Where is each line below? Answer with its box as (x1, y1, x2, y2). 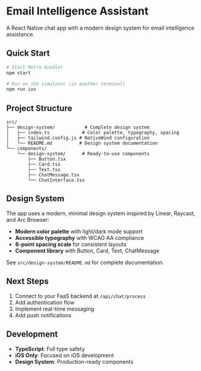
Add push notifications (14, 311, 72, 318)
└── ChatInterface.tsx (28, 177, 85, 184)
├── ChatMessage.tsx (28, 172, 80, 178)
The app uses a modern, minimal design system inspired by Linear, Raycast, (6, 210, 196, 217)
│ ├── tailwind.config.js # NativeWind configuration (6, 135, 150, 141)
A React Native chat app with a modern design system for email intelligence (6, 24, 195, 31)
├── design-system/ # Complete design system (6, 124, 150, 131)
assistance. (6, 30, 35, 37)
